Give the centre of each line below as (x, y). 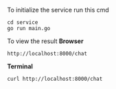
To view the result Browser (45, 41)
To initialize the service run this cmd (58, 10)
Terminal (20, 66)
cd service (23, 23)
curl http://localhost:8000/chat (55, 79)
